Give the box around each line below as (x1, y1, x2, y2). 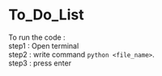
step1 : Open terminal (8, 40, 79, 50)
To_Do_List (8, 6, 84, 24)
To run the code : (8, 32, 66, 42)
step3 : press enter (8, 58, 71, 68)
